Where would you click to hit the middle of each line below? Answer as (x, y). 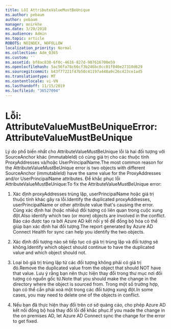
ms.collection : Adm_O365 (32, 53)
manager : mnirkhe (24, 24)
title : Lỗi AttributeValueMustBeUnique (48, 10)
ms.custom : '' (20, 57)
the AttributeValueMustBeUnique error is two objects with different (75, 168)
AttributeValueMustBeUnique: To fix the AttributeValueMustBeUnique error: (83, 184)
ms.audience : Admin (26, 34)
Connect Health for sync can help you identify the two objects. (79, 232)
